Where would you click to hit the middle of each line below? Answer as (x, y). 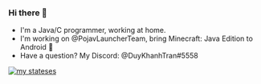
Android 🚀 (37, 47)
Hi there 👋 (28, 13)
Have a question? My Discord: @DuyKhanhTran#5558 (109, 56)
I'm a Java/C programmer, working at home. (93, 30)
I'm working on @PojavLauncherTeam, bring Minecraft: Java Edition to (136, 38)
